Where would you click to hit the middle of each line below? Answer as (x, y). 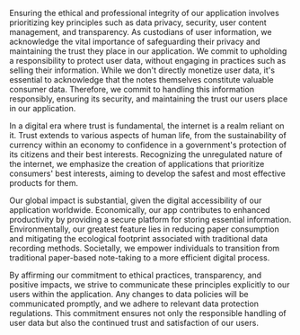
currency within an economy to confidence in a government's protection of (148, 145)
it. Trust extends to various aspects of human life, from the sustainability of (148, 135)
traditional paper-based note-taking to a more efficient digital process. (140, 258)
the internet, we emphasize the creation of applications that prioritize (137, 164)
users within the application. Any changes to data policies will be (129, 294)
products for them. (44, 183)
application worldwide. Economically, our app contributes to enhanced (140, 210)
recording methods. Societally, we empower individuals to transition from (145, 248)
